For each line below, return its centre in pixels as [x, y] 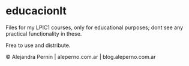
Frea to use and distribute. [38, 45]
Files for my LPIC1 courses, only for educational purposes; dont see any [94, 27]
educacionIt [36, 11]
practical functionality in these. [44, 33]
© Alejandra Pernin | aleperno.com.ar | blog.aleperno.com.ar [81, 56]
